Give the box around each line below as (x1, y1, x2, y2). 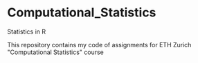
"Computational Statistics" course (7, 48, 104, 56)
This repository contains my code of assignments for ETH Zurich (7, 40, 192, 49)
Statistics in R (7, 27, 46, 36)
